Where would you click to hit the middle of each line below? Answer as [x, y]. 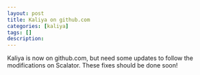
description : [26, 39]
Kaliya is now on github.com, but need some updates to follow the [100, 58]
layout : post [26, 13]
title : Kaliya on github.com [49, 20]
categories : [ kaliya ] [38, 26]
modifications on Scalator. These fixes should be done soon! [92, 65]
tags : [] [20, 32]
